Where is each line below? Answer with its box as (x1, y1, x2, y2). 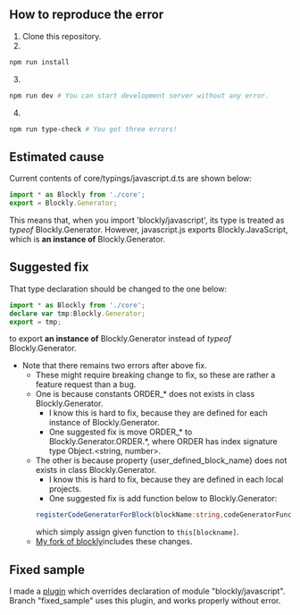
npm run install (9, 57, 70, 66)
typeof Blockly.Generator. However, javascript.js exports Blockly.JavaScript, (9, 224, 288, 235)
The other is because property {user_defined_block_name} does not (35, 455, 287, 466)
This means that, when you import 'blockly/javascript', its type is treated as (9, 215, 285, 225)
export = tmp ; (9, 317, 62, 326)
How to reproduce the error (9, 7, 164, 22)
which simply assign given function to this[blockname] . (35, 527, 239, 537)
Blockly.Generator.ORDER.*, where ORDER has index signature (48, 436, 279, 447)
